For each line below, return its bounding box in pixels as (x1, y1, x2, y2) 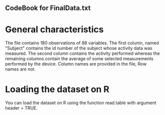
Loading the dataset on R (5, 83, 110, 95)
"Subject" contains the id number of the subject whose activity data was (5, 45, 153, 51)
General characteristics (5, 24, 104, 35)
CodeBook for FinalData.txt (5, 4, 91, 12)
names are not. (5, 66, 36, 72)
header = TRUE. (5, 105, 38, 111)
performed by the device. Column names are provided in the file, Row (5, 61, 147, 67)
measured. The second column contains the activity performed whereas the (5, 50, 160, 56)
